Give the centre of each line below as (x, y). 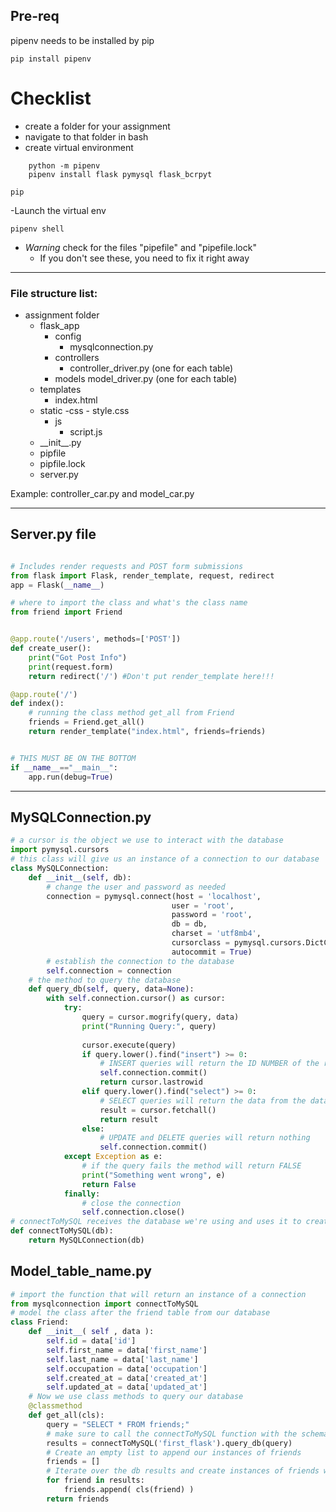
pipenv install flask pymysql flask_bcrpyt (120, 174)
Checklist (51, 98)
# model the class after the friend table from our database (140, 1313)
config (68, 336)
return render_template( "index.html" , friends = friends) (147, 732)
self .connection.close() (133, 1212)
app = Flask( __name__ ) (57, 585)
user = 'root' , (203, 905)
